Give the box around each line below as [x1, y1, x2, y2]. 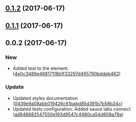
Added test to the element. [12, 66, 69, 72]
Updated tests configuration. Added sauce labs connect [12, 106, 131, 112]
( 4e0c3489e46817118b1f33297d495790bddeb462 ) [12, 71, 121, 77]
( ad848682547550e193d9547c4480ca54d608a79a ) [12, 111, 124, 117]
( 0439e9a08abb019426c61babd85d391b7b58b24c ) [12, 100, 123, 106]
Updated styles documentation [12, 95, 78, 101]
